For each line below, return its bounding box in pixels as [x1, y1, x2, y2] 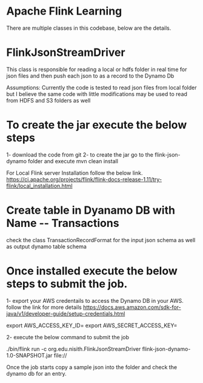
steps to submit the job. [6, 277, 128, 291]
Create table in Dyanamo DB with [6, 203, 176, 217]
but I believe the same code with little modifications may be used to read [6, 90, 188, 98]
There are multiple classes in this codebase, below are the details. [6, 24, 171, 32]
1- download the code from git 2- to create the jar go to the [6, 151, 153, 158]
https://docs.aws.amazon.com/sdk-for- [82, 303, 181, 311]
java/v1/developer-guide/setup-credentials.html [6, 310, 125, 317]
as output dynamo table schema [6, 243, 87, 250]
